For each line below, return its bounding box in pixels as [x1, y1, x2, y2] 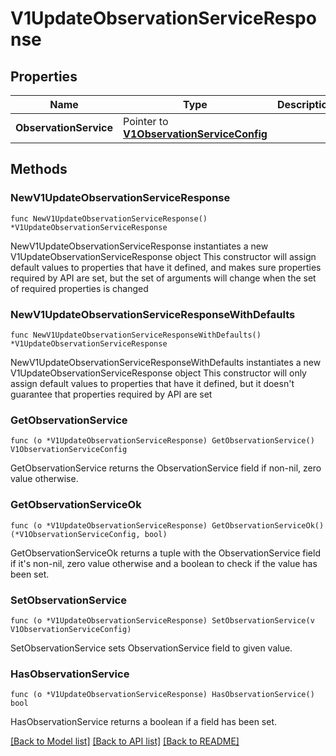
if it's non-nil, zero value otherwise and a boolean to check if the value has [10, 557, 318, 569]
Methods [10, 161, 68, 178]
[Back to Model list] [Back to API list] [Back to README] [10, 735, 240, 747]
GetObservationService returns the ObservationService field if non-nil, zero [10, 462, 322, 474]
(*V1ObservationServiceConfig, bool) [10, 529, 168, 539]
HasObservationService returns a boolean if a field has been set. [10, 716, 278, 728]
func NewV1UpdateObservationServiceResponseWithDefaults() [10, 330, 262, 340]
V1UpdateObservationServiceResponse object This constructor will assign [10, 250, 317, 262]
